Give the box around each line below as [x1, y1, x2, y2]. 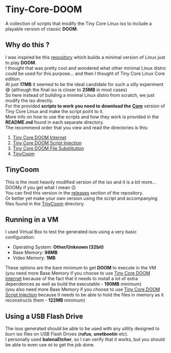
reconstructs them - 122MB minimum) [5, 297, 85, 304]
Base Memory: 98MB [12, 250, 58, 256]
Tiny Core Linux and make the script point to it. [5, 108, 104, 114]
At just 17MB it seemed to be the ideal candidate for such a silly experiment [5, 81, 164, 87]
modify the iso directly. [5, 97, 54, 103]
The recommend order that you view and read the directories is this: [5, 124, 149, 130]
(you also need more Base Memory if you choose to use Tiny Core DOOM [5, 286, 160, 292]
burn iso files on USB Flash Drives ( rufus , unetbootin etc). [5, 331, 129, 337]
